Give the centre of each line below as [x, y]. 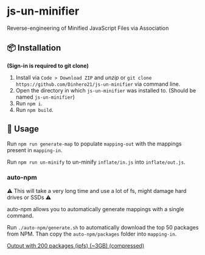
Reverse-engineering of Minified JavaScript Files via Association [88, 28]
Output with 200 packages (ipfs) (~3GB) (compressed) [76, 245]
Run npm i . [29, 103]
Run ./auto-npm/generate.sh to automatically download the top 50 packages [103, 227]
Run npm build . [34, 110]
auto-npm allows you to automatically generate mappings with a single [96, 209]
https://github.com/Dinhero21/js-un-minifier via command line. [98, 84]
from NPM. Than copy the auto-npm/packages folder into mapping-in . [92, 234]
